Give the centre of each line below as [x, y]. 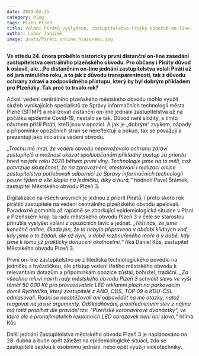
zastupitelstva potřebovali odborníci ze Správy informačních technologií [95, 174]
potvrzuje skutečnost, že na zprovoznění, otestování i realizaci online [92, 167]
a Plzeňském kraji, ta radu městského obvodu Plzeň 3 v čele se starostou [96, 217]
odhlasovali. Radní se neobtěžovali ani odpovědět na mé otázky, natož [93, 298]
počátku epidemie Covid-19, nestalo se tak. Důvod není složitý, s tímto [92, 118]
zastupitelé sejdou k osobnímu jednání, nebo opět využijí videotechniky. [94, 347]
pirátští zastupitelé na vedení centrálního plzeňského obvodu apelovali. [93, 204]
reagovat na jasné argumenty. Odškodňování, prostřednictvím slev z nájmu [99, 304]
